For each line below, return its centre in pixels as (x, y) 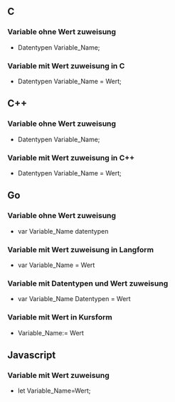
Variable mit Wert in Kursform (60, 317)
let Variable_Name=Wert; (54, 391)
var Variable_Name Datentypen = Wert (74, 299)
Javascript (32, 355)
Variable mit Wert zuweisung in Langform (81, 249)
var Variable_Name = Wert (56, 265)
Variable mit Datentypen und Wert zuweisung (88, 283)
